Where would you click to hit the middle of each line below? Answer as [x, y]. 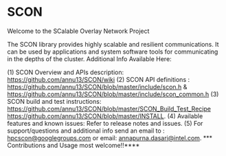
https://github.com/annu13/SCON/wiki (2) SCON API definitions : [99, 79]
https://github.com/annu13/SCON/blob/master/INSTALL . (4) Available [105, 116]
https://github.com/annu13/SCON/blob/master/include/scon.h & [97, 87]
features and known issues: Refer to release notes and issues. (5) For [105, 123]
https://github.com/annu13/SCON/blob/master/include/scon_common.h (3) [113, 94]
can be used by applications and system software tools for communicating [113, 52]
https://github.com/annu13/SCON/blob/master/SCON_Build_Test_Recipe [109, 109]
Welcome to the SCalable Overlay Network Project [78, 31]
